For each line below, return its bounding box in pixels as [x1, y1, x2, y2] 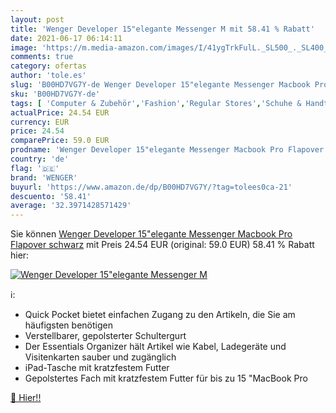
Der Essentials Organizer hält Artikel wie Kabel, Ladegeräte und [24, 341, 287, 353]
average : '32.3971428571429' [10, 201, 132, 211]
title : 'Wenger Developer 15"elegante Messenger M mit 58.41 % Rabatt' [10, 24, 315, 34]
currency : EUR [10, 117, 70, 127]
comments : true [10, 52, 74, 62]
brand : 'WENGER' [10, 172, 78, 183]
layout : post [10, 14, 65, 25]
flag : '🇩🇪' [10, 163, 60, 173]
